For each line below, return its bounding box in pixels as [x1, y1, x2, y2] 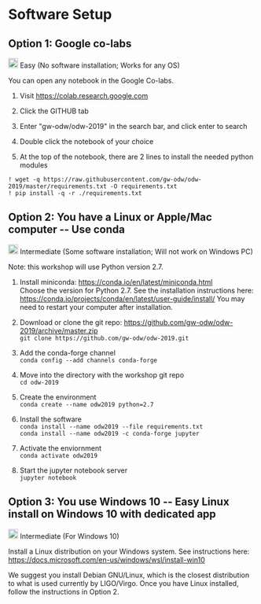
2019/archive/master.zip [19, 326, 98, 335]
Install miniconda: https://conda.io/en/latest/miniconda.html [19, 277, 213, 286]
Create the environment [19, 392, 97, 402]
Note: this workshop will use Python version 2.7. [8, 262, 164, 271]
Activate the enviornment [19, 443, 102, 453]
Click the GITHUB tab [19, 106, 89, 116]
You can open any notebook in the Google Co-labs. [8, 76, 175, 85]
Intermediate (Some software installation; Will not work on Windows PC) [19, 246, 254, 256]
